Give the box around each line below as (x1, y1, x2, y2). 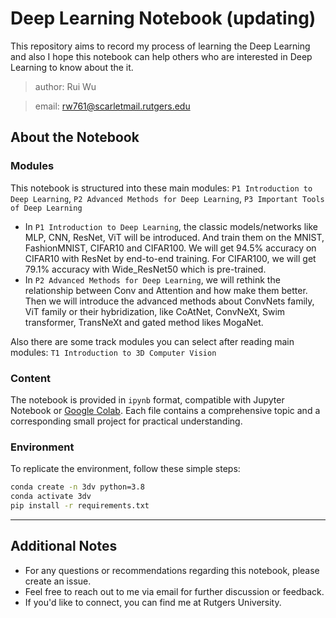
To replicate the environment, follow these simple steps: (10, 463, 241, 475)
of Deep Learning (10, 203, 83, 213)
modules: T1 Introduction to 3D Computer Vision (10, 346, 217, 358)
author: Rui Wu (34, 80, 97, 92)
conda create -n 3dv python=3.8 (10, 482, 145, 492)
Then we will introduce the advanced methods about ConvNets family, (24, 295, 315, 307)
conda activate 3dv (10, 492, 92, 502)
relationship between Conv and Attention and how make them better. (24, 284, 308, 296)
